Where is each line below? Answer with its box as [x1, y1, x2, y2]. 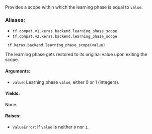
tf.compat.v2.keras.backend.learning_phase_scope [12, 34, 118, 39]
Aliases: [5, 16, 26, 23]
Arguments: [5, 68, 31, 74]
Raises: [5, 113, 21, 119]
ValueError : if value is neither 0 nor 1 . [12, 124, 89, 130]
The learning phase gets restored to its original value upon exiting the [5, 52, 148, 58]
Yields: [5, 90, 20, 96]
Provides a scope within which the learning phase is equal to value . [5, 4, 143, 10]
